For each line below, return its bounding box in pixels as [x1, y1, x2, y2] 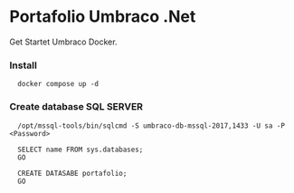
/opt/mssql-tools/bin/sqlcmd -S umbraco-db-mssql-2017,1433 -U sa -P [17, 121, 285, 130]
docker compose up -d [17, 80, 100, 89]
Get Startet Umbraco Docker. [9, 36, 118, 47]
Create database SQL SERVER [9, 101, 143, 113]
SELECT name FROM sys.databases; [17, 145, 144, 154]
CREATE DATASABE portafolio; [17, 169, 128, 178]
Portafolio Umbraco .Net [9, 6, 196, 27]
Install [9, 59, 38, 72]
